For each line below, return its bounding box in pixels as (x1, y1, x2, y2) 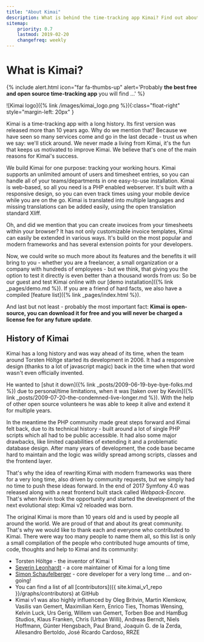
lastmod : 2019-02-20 (17, 32, 69, 38)
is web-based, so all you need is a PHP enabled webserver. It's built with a (6, 183, 193, 190)
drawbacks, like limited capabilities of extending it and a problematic (6, 438, 178, 445)
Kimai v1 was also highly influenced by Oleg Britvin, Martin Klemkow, (15, 596, 187, 603)
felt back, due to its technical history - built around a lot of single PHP (6, 425, 180, 432)
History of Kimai (6, 333, 69, 344)
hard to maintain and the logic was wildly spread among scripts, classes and (6, 451, 197, 458)
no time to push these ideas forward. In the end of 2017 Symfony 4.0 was (6, 482, 189, 489)
